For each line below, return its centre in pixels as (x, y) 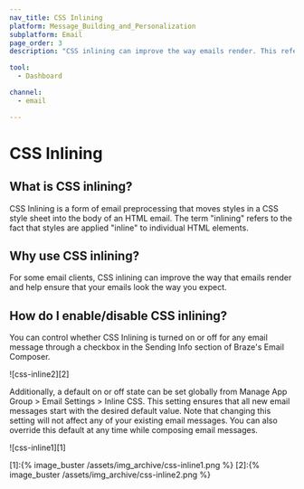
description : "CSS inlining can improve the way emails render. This (143, 52)
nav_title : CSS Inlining (56, 18)
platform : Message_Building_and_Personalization (103, 26)
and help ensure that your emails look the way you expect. (119, 287)
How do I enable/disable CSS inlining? (119, 316)
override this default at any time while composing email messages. (133, 430)
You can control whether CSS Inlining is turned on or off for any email (139, 338)
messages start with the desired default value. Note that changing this (140, 411)
